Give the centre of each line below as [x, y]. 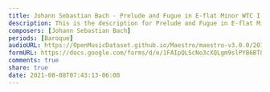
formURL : [23, 53]
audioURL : [25, 46]
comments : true [34, 61]
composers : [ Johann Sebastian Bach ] [70, 30]
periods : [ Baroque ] [41, 38]
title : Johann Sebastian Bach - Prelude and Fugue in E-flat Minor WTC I [135, 16]
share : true [28, 68]
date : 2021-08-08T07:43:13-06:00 [64, 75]
